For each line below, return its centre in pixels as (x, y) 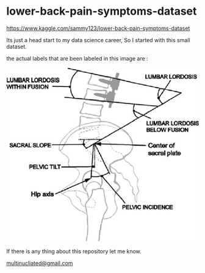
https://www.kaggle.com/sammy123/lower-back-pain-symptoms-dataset (98, 28)
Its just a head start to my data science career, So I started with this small (98, 40)
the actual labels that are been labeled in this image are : (77, 58)
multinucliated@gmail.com (40, 263)
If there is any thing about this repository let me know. (74, 251)
